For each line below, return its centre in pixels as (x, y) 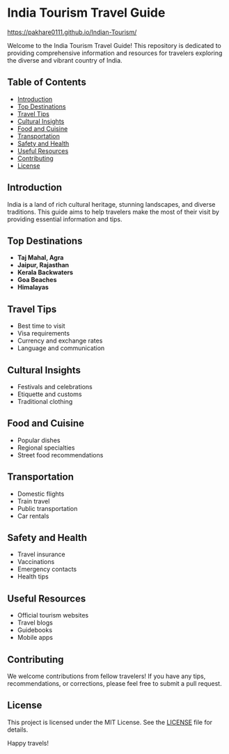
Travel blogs (35, 623)
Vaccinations (36, 562)
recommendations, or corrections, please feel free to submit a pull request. (114, 684)
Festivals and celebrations (55, 387)
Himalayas (33, 288)
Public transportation (47, 508)
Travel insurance (41, 554)
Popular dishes (39, 440)
